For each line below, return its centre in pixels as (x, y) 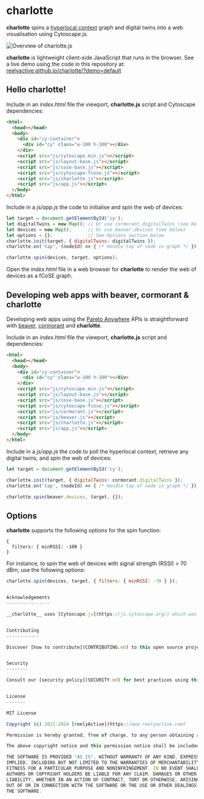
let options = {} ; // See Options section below (85, 235)
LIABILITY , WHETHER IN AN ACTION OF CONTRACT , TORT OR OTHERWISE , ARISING (103, 780)
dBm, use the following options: (46, 570)
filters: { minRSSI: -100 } (47, 547)
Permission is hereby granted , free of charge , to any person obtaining (100, 735)
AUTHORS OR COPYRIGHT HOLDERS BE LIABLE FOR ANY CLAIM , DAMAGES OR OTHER (102, 774)
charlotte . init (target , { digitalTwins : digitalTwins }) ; (81, 241)
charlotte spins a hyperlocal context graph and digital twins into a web (95, 27)
